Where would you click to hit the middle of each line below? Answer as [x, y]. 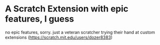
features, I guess [40, 19]
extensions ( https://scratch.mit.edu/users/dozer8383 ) [59, 37]
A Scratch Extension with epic [67, 9]
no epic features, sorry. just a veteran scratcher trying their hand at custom [80, 32]
